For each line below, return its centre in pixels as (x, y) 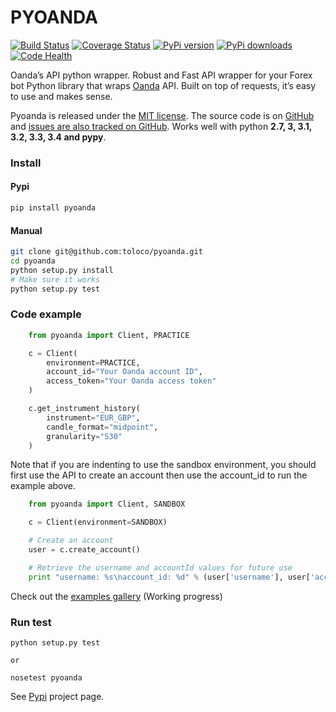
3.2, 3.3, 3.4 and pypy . (58, 137)
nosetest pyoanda (46, 677)
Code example (46, 314)
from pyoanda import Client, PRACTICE (109, 335)
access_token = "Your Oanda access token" (131, 381)
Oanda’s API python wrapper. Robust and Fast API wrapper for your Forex (161, 75)
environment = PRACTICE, (93, 362)
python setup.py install (62, 270)
